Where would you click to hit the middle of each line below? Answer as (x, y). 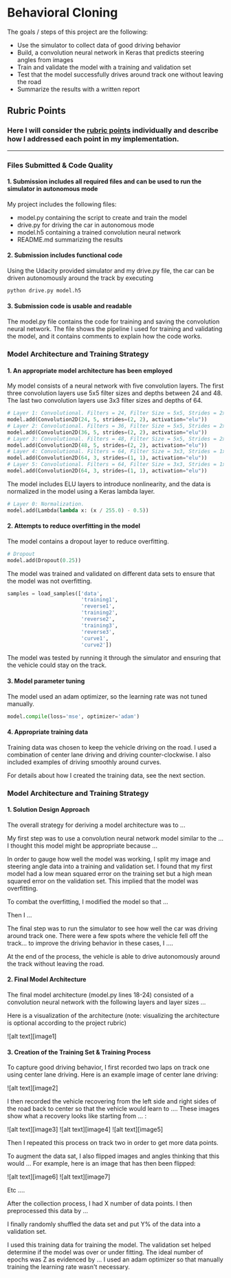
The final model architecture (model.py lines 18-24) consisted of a (100, 995)
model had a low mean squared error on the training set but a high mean (110, 873)
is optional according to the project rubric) (67, 1023)
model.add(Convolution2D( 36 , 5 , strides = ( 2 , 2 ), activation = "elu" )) (107, 432)
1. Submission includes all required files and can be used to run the (104, 181)
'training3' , (99, 626)
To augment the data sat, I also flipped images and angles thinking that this (113, 1156)
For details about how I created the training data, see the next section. (106, 775)
